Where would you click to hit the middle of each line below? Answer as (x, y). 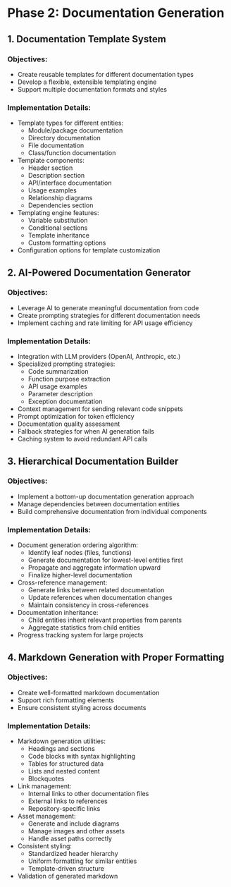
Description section (56, 176)
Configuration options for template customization (89, 250)
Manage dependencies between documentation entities (98, 504)
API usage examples (58, 386)
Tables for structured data (66, 764)
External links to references (68, 801)
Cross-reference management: (62, 582)
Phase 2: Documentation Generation (116, 13)
